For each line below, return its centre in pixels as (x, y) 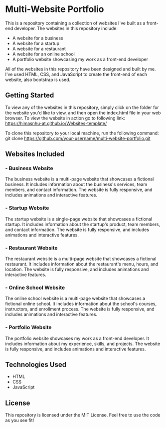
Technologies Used (36, 365)
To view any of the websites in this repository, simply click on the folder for (82, 107)
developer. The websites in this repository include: (66, 28)
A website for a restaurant (39, 48)
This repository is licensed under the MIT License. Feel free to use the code (83, 415)
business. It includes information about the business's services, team (76, 184)
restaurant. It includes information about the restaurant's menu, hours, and (82, 264)
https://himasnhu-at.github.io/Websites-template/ (56, 123)
